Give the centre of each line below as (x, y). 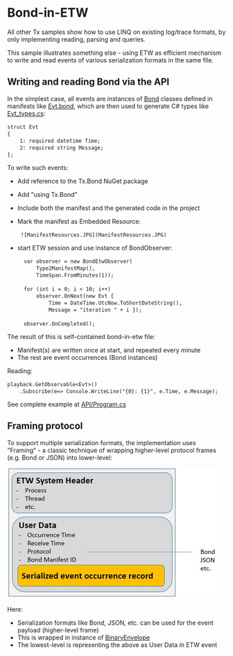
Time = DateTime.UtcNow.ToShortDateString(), (115, 303)
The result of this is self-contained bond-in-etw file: (81, 336)
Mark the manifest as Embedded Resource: (79, 221)
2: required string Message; (62, 148)
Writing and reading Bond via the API (88, 82)
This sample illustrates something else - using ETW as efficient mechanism (114, 53)
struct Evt (23, 127)
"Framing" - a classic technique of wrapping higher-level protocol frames (112, 450)
